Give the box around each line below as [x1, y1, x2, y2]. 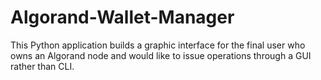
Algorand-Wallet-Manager [10, 6, 235, 29]
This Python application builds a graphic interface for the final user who [10, 39, 306, 51]
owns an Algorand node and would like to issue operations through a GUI [10, 49, 312, 61]
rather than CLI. [10, 60, 75, 72]
